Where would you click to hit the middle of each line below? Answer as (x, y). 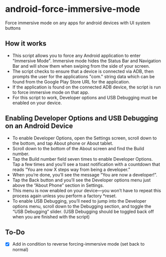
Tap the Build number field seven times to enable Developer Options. (83, 159)
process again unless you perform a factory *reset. (64, 196)
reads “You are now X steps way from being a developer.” (71, 170)
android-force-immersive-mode (73, 9)
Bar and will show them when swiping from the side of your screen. (81, 66)
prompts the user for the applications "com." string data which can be (83, 76)
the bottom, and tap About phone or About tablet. (63, 143)
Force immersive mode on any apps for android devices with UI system (78, 23)
